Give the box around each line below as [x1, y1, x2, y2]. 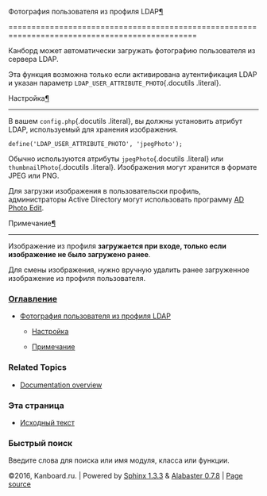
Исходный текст [19, 417, 75, 427]
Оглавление [8, 293, 58, 304]
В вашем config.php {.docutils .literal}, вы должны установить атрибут [8, 117, 243, 125]
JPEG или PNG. [8, 171, 60, 180]
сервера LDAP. [8, 55, 60, 63]
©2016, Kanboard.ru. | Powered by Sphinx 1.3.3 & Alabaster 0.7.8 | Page [8, 471, 244, 481]
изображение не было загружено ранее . [8, 250, 151, 259]
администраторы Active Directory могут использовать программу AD [8, 194, 245, 204]
